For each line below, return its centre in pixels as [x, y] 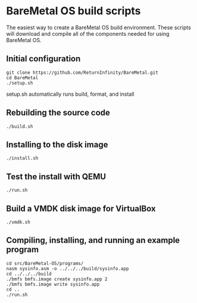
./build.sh [20, 126]
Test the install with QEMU [56, 177]
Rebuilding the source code [58, 113]
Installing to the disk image [57, 144]
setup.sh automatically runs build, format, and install [70, 94]
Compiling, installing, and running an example [93, 240]
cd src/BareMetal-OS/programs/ [45, 263]
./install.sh [22, 158]
